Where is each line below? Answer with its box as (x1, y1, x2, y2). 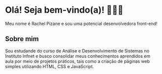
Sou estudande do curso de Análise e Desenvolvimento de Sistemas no (5, 48, 150, 53)
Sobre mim (5, 35, 39, 43)
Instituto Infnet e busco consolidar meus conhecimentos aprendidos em (5, 53, 151, 59)
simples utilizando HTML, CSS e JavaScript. (5, 63, 94, 69)
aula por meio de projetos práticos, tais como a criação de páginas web (5, 58, 150, 64)
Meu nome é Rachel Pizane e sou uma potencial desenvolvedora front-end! (5, 21, 158, 26)
